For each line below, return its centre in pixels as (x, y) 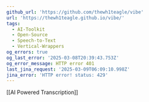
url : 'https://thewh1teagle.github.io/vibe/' (65, 18)
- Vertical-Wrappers (38, 47)
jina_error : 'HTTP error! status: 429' (57, 75)
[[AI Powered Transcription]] (42, 92)
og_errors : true (27, 52)
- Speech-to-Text (34, 41)
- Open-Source (30, 35)
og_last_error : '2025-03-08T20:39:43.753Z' (63, 58)
